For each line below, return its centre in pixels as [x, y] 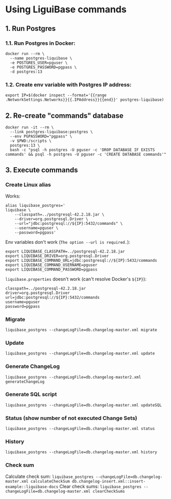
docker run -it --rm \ [30, 127]
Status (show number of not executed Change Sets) [71, 418]
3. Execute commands [42, 170]
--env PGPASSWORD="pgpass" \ [41, 136]
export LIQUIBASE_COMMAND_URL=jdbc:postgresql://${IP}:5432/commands [81, 260]
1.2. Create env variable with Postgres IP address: [69, 84]
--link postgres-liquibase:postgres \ [52, 132]
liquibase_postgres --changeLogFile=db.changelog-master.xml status [80, 429]
